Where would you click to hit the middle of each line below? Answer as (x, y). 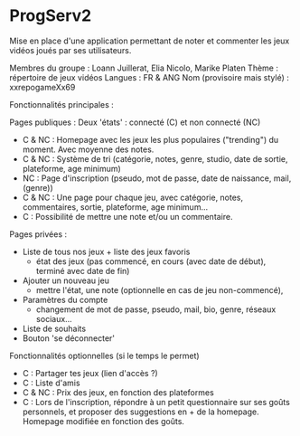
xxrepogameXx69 (42, 87)
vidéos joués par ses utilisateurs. (70, 50)
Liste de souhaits (54, 328)
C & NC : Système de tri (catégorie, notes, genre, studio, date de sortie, (155, 158)
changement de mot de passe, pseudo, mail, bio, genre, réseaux (156, 309)
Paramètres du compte (65, 299)
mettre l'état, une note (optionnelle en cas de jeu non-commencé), (159, 289)
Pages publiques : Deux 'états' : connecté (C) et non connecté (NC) (135, 122)
